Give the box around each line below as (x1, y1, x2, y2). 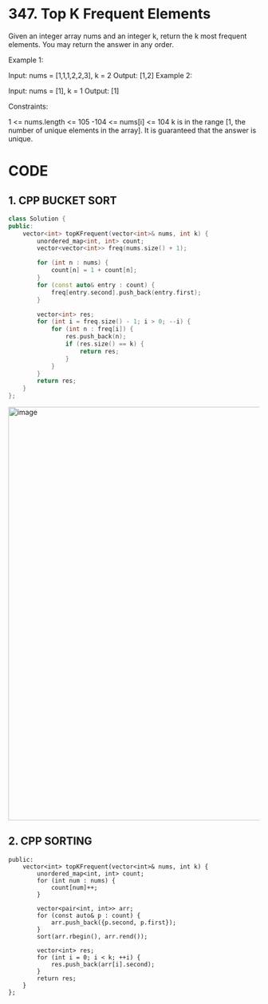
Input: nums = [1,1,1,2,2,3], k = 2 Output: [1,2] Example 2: (8, 70, 193, 80)
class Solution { (8, 215, 66, 223)
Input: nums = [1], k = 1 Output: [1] (8, 85, 120, 96)
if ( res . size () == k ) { (65, 340, 145, 348)
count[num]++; (50, 883, 98, 891)
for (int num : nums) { (37, 876, 116, 884)
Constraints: (8, 101, 49, 111)
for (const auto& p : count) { (37, 911, 141, 919)
